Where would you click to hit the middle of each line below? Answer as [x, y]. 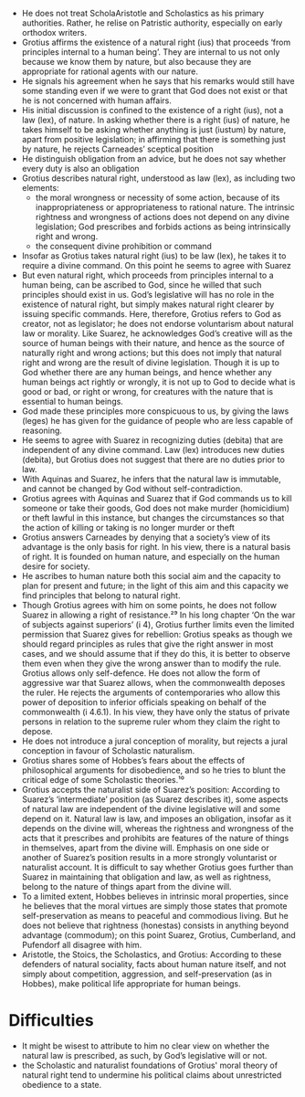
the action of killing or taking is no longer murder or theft [128, 527]
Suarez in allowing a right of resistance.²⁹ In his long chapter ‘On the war [158, 615]
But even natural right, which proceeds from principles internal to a [147, 275]
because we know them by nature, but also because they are [137, 62]
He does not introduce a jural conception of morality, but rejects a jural [155, 741]
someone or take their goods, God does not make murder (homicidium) [155, 508]
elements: [41, 188]
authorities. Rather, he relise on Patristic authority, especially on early [152, 23]
